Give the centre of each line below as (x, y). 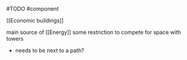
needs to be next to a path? (50, 50)
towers (15, 38)
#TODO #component (33, 9)
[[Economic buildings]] (35, 20)
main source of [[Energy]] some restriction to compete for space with (94, 32)
